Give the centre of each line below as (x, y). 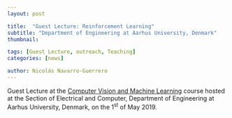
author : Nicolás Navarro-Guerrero (58, 71)
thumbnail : (23, 39)
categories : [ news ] (36, 59)
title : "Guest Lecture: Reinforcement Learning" (81, 26)
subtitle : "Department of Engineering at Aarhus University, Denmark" (112, 33)
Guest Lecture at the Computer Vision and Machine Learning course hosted (116, 91)
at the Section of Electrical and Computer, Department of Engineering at (111, 98)
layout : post (26, 14)
